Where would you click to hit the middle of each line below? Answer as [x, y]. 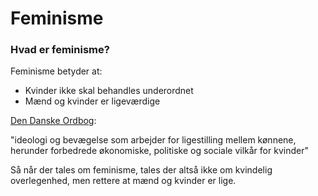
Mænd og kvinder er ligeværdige [92, 101]
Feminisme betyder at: [56, 71]
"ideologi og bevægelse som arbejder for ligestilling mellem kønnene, [153, 140]
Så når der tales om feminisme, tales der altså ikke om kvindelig [141, 170]
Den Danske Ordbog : [53, 121]
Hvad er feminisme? [60, 50]
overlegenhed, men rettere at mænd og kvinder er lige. [123, 181]
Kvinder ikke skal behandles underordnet [109, 91]
